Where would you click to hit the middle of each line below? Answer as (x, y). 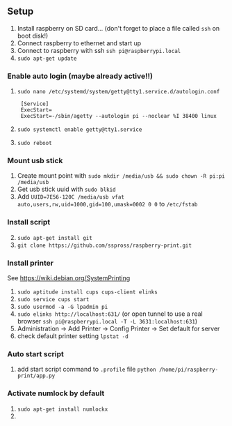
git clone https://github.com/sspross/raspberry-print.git (105, 245)
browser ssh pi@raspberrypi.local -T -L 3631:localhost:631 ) (107, 321)
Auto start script (35, 353)
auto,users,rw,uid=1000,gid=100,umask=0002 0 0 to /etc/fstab (107, 204)
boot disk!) (33, 36)
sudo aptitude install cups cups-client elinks (87, 292)
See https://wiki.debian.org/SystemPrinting (69, 278)
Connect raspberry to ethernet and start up (79, 43)
